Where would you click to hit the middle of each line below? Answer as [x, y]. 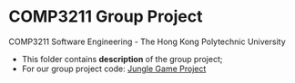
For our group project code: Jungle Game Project [114, 69]
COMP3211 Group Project [106, 17]
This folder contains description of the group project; [122, 59]
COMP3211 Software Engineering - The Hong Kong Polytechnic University [147, 41]
